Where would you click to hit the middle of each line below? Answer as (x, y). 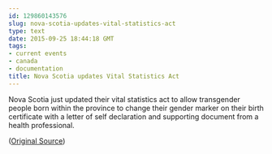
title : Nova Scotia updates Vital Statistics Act (94, 76)
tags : (17, 46)
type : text (27, 31)
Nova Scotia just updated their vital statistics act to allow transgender (125, 99)
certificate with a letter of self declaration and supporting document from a (134, 116)
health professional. (41, 125)
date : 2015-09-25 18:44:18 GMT (61, 38)
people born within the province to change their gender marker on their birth (136, 108)
